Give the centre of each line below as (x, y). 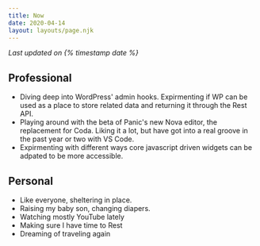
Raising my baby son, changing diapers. (85, 208)
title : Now (26, 15)
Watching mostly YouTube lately (72, 217)
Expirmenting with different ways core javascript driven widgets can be (136, 148)
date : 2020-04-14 (37, 23)
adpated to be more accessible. (71, 156)
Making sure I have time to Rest (71, 225)
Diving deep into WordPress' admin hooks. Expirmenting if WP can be (134, 97)
